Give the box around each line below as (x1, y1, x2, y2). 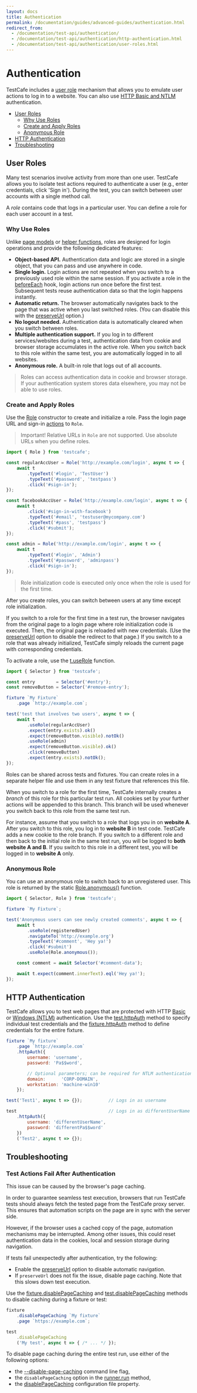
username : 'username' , (27, 1054, 83, 1061)
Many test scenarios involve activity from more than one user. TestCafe (6, 174, 179, 181)
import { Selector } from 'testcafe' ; (6, 668, 101, 674)
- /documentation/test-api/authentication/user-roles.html (11, 42, 159, 48)
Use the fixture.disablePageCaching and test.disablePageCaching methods (6, 1290, 188, 1297)
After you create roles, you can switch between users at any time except (6, 597, 181, 604)
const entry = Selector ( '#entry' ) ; (6, 679, 111, 685)
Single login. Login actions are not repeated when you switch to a (14, 268, 174, 275)
